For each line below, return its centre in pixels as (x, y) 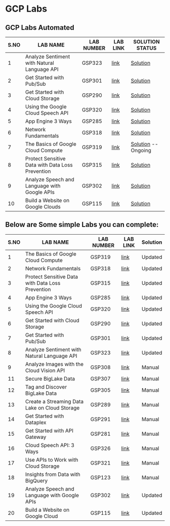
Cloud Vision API (45, 370)
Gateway (36, 437)
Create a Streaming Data (54, 401)
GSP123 (100, 477)
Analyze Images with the (54, 364)
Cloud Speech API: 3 (50, 445)
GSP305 (100, 390)
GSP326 (100, 448)
